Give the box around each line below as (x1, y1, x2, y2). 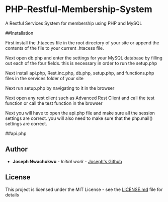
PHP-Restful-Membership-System (5, 4, 152, 15)
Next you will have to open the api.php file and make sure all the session (5, 110, 155, 116)
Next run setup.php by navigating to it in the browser (5, 85, 115, 91)
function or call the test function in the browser (5, 100, 103, 106)
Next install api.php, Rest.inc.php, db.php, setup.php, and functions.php (5, 70, 154, 76)
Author (5, 145, 28, 154)
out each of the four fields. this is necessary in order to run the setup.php (5, 60, 157, 66)
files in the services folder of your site (5, 75, 84, 81)
